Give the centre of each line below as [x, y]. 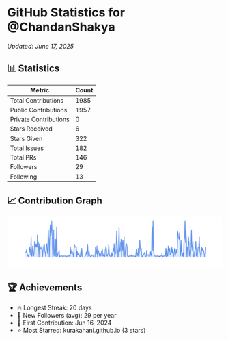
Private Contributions [40, 119]
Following [24, 177]
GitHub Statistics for [66, 13]
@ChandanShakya [61, 27]
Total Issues [27, 148]
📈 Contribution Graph [55, 201]
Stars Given [26, 138]
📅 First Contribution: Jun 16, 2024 [64, 323]
